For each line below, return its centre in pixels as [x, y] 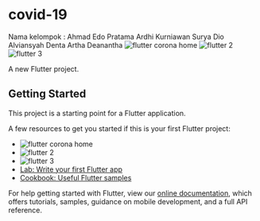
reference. [25, 210]
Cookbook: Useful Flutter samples [76, 177]
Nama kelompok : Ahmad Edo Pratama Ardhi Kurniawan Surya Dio [116, 37]
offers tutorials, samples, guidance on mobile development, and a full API [128, 201]
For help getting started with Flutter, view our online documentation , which [130, 193]
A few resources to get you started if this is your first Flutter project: [119, 128]
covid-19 [38, 15]
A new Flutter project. [44, 68]
